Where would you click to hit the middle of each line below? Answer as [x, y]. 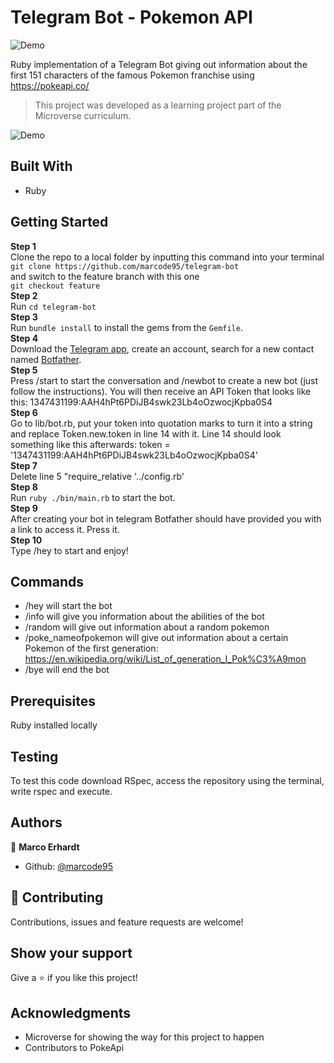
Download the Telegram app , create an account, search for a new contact [162, 348]
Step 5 [24, 370]
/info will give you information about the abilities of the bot [144, 617]
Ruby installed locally [54, 725]
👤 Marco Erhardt [45, 847]
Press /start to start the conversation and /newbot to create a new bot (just [164, 380]
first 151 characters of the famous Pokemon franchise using [132, 75]
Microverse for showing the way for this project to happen [144, 1037]
